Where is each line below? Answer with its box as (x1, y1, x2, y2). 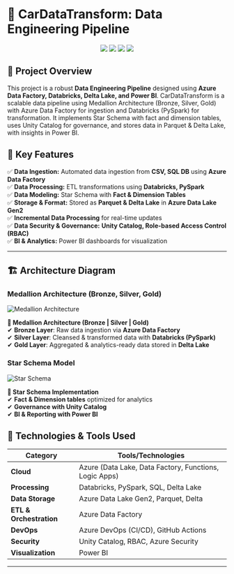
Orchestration (10, 514, 58, 524)
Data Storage (10, 494, 56, 503)
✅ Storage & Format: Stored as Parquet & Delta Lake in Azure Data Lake (7, 198, 217, 207)
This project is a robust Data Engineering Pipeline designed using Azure (7, 84, 217, 92)
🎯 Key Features (7, 149, 75, 161)
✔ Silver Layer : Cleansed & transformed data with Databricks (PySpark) (7, 333, 216, 341)
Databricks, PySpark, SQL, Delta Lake (79, 483, 202, 492)
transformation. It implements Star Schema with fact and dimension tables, (7, 113, 221, 122)
